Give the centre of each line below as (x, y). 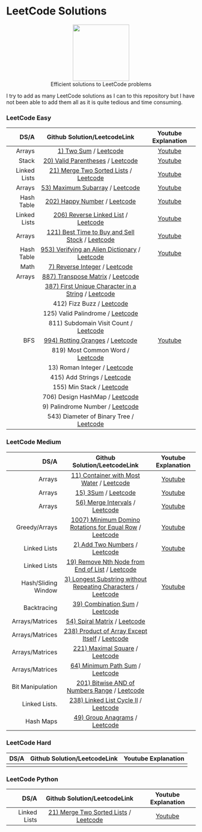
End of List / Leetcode (106, 569)
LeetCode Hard (29, 743)
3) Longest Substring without (106, 579)
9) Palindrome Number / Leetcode (91, 407)
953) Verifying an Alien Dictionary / (90, 250)
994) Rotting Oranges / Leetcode (90, 341)
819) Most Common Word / (90, 350)
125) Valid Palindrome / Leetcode (90, 313)
